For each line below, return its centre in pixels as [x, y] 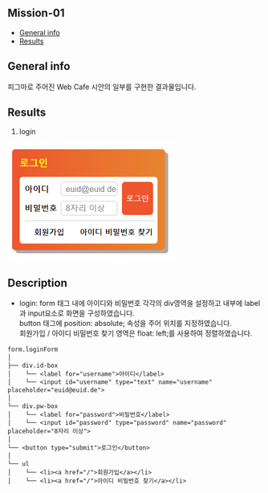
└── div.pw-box [33, 406]
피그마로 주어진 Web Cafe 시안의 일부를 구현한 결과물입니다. [102, 87]
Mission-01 [36, 13]
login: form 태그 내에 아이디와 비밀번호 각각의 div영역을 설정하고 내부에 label [140, 304]
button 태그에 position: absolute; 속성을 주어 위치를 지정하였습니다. [125, 324]
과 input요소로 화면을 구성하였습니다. [77, 313]
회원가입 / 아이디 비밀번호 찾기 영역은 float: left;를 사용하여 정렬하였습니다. [136, 333]
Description [37, 283]
